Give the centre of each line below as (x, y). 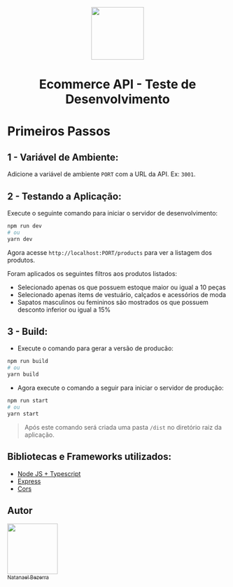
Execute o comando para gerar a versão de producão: (95, 348)
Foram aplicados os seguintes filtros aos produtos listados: (92, 273)
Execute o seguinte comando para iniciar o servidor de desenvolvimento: (113, 213)
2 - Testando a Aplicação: (64, 196)
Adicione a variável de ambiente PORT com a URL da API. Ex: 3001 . (101, 174)
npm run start (28, 401)
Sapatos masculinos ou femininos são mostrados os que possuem (113, 302)
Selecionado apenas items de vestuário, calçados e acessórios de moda (121, 294)
